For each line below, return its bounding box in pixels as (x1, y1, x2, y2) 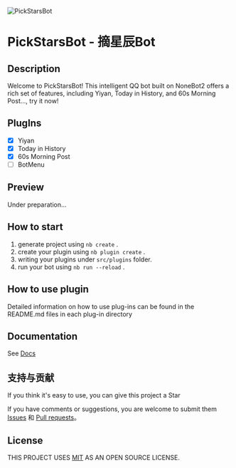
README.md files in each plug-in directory (7, 310, 133, 318)
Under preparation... (7, 200, 67, 209)
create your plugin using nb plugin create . (17, 247, 146, 256)
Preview (7, 182, 45, 194)
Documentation (7, 330, 78, 342)
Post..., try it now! (7, 97, 59, 105)
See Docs (7, 349, 36, 358)
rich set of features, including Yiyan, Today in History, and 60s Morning (7, 89, 216, 98)
